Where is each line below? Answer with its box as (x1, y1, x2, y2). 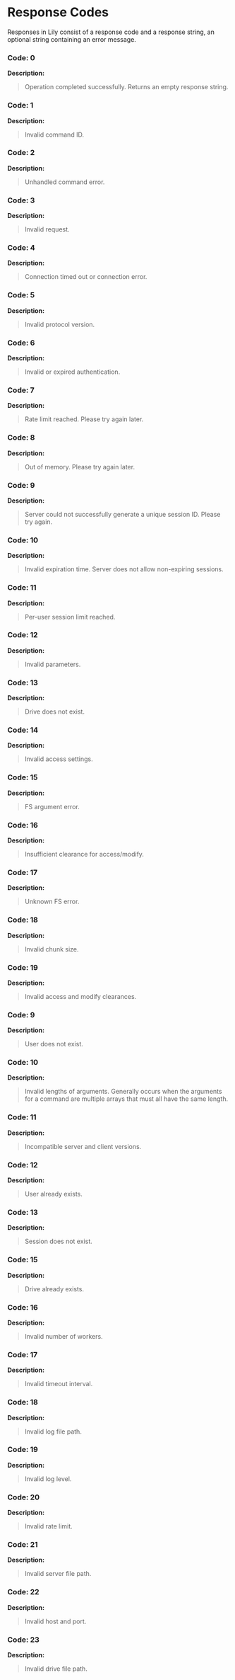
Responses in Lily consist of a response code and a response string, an (7, 28, 215, 36)
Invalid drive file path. (24, 1664, 88, 1673)
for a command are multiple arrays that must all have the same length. (24, 1095, 228, 1103)
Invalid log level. (24, 1474, 72, 1483)
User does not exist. (24, 1040, 83, 1048)
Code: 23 (7, 1635, 40, 1645)
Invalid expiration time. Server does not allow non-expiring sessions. (24, 565, 224, 573)
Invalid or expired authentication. (24, 367, 121, 376)
